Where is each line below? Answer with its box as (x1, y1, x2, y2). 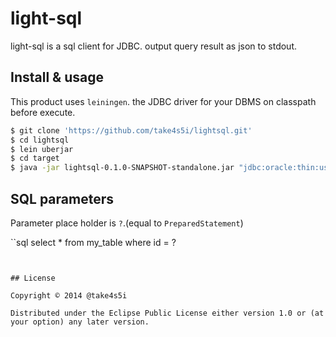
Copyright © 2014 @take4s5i (10, 290, 128, 301)
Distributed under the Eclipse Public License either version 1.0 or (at (10, 308, 325, 318)
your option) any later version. (10, 317, 150, 327)
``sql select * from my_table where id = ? (10, 236, 177, 248)
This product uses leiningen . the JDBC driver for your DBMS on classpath (10, 95, 317, 107)
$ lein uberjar (10, 144, 74, 154)
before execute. (10, 106, 76, 118)
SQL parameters (10, 190, 114, 207)
